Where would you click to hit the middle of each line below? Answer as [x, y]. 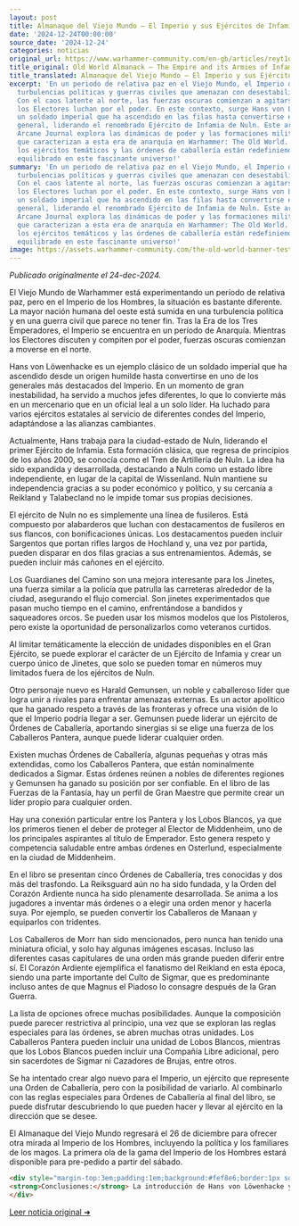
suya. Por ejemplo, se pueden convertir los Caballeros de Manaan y [133, 913]
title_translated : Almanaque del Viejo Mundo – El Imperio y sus [133, 76]
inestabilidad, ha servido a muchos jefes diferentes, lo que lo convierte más [148, 395]
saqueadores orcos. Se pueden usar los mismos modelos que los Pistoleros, [149, 617]
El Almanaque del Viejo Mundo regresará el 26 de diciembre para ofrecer [143, 1133]
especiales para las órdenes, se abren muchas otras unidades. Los [132, 1032]
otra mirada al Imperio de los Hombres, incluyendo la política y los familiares [149, 1143]
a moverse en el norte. [50, 350]
